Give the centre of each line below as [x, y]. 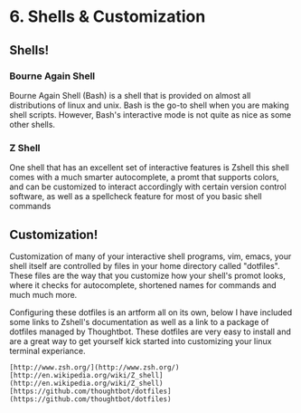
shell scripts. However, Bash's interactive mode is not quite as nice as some [150, 114]
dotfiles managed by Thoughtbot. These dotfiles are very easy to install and [150, 331]
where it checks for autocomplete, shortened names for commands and [143, 285]
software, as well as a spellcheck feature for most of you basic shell [136, 197]
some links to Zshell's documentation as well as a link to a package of [139, 322]
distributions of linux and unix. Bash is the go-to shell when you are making [149, 105]
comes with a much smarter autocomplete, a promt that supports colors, [144, 178]
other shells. [33, 124]
